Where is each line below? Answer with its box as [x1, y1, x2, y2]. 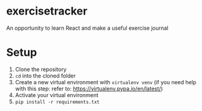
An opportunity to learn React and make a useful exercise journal [6, 24, 169, 32]
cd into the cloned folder [15, 72, 76, 79]
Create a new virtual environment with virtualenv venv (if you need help [15, 78, 197, 86]
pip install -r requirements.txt [15, 99, 100, 105]
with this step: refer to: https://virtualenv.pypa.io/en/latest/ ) [15, 85, 163, 92]
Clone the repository [15, 66, 67, 73]
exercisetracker [6, 4, 88, 18]
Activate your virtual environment [15, 91, 99, 98]
